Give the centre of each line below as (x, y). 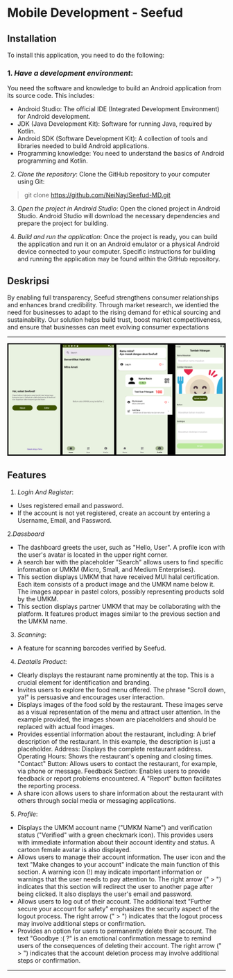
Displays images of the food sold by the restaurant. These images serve (120, 704)
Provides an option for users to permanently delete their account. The (117, 931)
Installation (32, 39)
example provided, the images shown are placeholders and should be (116, 719)
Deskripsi (28, 280)
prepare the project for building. (63, 223)
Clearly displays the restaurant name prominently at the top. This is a (115, 675)
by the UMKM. (38, 598)
